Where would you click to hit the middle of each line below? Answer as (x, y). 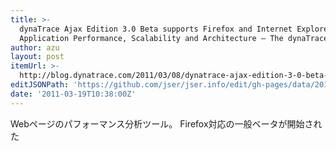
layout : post (37, 57)
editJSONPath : (40, 85)
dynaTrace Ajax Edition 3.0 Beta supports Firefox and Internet (156, 29)
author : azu (35, 47)
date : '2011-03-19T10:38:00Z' (73, 94)
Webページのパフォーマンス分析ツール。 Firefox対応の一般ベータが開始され (166, 123)
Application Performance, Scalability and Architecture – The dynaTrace (174, 38)
